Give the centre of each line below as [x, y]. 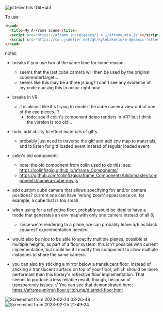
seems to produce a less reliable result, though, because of [71, 280]
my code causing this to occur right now [60, 88]
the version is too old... [49, 122]
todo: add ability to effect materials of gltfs [55, 132]
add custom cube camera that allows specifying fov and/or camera [79, 190]
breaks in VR [25, 97]
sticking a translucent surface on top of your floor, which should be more [85, 269]
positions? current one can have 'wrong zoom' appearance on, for [78, 195]
